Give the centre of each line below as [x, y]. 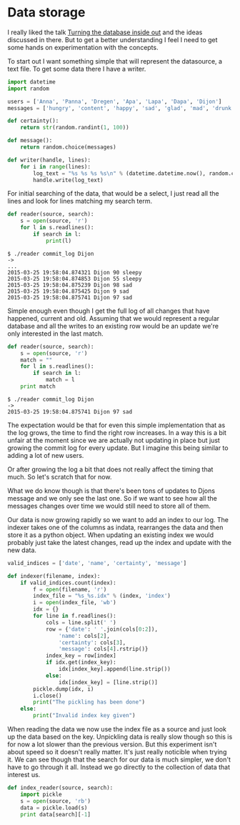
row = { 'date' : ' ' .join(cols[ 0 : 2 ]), [102, 629]
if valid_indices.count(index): [68, 583]
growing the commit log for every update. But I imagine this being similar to [118, 448]
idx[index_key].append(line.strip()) [115, 669]
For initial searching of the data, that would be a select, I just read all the [113, 194]
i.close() [47, 696]
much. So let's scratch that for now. [60, 476]
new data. [22, 550]
